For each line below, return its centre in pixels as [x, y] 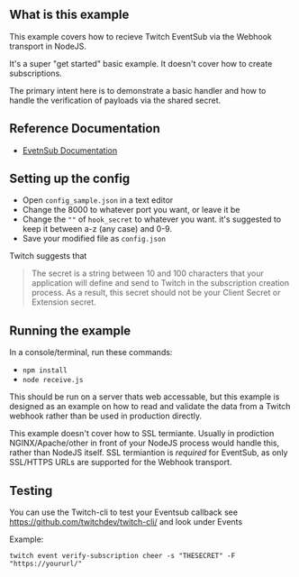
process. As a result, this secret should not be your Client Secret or [156, 293]
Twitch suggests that [48, 256]
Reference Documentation [85, 128]
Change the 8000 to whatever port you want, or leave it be [131, 210]
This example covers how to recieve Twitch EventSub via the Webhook [140, 36]
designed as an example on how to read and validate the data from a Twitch [150, 407]
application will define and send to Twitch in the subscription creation [160, 283]
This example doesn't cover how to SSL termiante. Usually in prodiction [142, 434]
